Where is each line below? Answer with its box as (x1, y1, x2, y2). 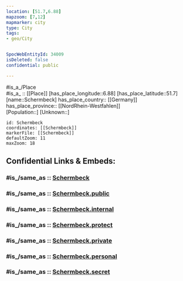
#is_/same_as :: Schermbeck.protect (6, 221, 113, 229)
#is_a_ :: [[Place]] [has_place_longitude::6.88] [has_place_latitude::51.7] (6, 90, 178, 97)
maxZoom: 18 (6, 140, 35, 146)
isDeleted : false (6, 57, 49, 63)
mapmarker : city (6, 19, 46, 25)
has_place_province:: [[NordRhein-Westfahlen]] (6, 102, 121, 109)
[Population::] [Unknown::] (6, 108, 70, 115)
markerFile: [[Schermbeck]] (6, 130, 75, 136)
